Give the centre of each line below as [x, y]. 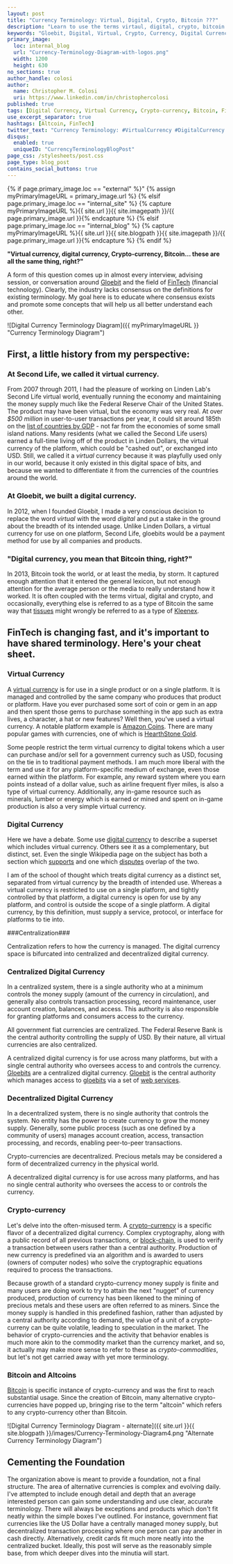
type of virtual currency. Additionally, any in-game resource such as [104, 791]
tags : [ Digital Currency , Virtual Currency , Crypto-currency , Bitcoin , [113, 111]
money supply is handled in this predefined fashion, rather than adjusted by [115, 1312]
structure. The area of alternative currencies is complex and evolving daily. [114, 1486]
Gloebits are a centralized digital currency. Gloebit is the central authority [112, 1073]
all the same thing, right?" [45, 261]
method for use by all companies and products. [75, 540]
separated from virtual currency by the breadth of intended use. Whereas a [114, 882]
